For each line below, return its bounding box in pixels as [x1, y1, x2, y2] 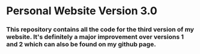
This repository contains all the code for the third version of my [6, 26, 194, 34]
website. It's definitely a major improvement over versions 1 [6, 33, 184, 41]
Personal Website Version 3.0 [6, 4, 157, 18]
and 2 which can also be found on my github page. [6, 40, 156, 49]
